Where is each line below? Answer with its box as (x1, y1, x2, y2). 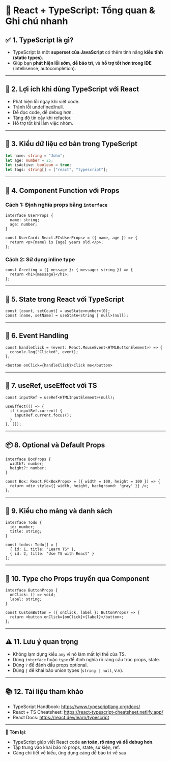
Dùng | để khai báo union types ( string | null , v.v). (12, 667, 124, 673)
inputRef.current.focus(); (14, 412, 72, 418)
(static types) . (12, 54, 43, 61)
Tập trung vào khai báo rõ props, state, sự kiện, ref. (12, 744, 121, 750)
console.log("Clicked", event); (10, 349, 79, 354)
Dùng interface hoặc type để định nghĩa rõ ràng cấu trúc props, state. (12, 656, 160, 662)
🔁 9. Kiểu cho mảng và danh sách (5, 506, 113, 515)
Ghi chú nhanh (5, 15, 68, 27)
